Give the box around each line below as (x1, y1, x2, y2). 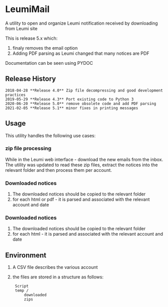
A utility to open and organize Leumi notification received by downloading (5, 20, 158, 26)
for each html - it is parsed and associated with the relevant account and (12, 231, 163, 237)
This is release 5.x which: (5, 35, 58, 41)
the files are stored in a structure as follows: (12, 274, 104, 280)
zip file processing (5, 145, 52, 152)
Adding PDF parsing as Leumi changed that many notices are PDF (12, 50, 149, 56)
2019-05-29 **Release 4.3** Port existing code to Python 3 (5, 96, 134, 101)
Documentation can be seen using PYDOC (5, 60, 93, 66)
